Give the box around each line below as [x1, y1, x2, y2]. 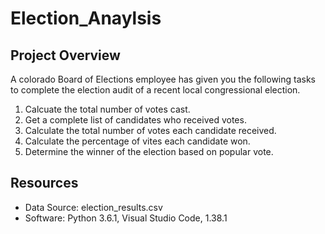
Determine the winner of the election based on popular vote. [24, 146, 274, 157]
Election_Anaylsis [10, 7, 162, 30]
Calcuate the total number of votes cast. [24, 103, 191, 115]
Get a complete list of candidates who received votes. [24, 114, 247, 126]
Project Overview [10, 47, 121, 64]
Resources [10, 175, 79, 192]
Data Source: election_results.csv [24, 201, 163, 213]
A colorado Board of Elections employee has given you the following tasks [10, 73, 316, 85]
